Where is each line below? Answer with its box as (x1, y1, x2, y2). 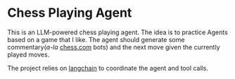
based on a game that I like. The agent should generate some (7, 35, 185, 43)
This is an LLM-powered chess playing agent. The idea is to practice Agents (7, 28, 229, 36)
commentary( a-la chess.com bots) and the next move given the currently (7, 43, 220, 51)
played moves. (7, 50, 50, 59)
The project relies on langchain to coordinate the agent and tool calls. (7, 64, 209, 72)
